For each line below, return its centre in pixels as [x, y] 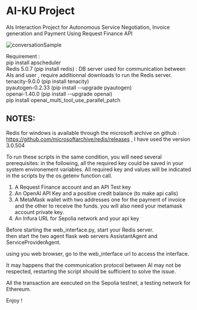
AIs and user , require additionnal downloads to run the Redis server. [89, 75]
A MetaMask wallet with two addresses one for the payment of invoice [100, 199]
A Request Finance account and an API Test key [73, 187]
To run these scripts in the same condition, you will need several [84, 157]
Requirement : [23, 56]
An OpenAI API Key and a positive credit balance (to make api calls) [96, 193]
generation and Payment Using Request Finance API [69, 33]
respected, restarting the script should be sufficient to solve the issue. [91, 271]
